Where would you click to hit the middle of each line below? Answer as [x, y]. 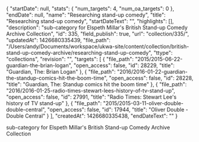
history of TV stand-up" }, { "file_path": [54, 103]
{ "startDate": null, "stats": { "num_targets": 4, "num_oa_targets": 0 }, [90, 9]
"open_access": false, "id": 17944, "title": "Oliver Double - [118, 110]
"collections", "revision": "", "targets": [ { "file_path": [70, 59]
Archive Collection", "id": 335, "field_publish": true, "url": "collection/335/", [98, 34]
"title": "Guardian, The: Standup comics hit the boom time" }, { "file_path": [97, 84]
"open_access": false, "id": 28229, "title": [124, 65]
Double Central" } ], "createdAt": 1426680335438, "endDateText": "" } [92, 116]
